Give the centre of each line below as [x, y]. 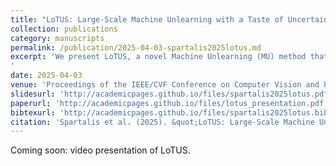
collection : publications [64, 29]
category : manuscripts [57, 38]
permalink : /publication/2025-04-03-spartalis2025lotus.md [136, 47]
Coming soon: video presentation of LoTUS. [100, 150]
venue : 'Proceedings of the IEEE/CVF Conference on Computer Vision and [165, 85]
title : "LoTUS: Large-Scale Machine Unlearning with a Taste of [147, 19]
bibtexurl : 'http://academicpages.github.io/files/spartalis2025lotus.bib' [171, 112]
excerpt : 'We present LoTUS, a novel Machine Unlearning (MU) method [158, 57]
